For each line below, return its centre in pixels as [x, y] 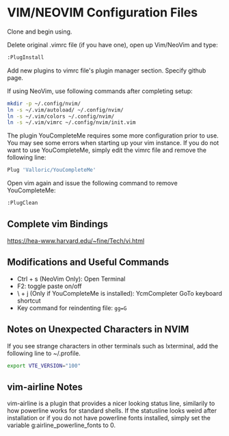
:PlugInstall [26, 57]
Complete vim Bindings [58, 224]
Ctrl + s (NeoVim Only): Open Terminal [71, 279]
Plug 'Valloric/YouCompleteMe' [52, 170]
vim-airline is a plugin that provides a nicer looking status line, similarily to [111, 403]
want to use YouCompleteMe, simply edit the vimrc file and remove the [107, 150]
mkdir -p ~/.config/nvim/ [44, 103]
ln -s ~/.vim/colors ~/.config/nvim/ [61, 116]
